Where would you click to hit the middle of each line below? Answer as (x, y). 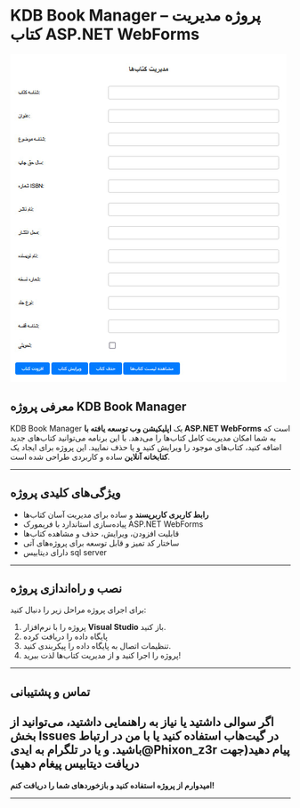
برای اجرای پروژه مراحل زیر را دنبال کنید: (78, 610)
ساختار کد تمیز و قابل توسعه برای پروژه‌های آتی (101, 543)
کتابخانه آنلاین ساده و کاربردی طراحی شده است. (90, 457)
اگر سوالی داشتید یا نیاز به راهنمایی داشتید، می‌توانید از (142, 722)
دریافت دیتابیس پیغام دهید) (75, 764)
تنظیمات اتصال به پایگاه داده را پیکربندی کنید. (97, 646)
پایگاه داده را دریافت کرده (65, 636)
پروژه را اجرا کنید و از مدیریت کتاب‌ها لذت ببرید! (102, 656)
